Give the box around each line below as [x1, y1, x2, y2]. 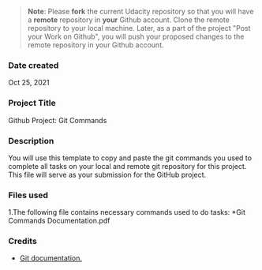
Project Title [8, 98, 57, 109]
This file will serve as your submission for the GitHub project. [8, 170, 207, 179]
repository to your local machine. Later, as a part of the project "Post [27, 24, 251, 32]
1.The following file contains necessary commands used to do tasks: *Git [8, 208, 246, 217]
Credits [8, 236, 37, 247]
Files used [8, 189, 49, 201]
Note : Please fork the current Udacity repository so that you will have [27, 7, 254, 16]
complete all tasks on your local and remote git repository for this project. [8, 161, 247, 171]
